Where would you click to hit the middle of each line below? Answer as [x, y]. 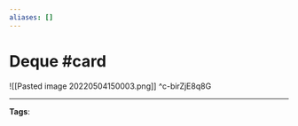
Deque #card [58, 61]
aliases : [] [31, 17]
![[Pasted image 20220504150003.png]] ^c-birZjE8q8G [110, 86]
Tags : [20, 111]
